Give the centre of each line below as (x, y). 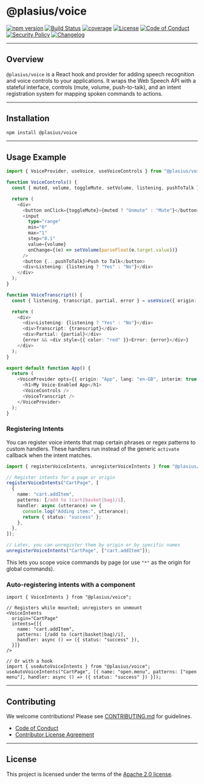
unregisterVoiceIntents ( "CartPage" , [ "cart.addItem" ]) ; (78, 551)
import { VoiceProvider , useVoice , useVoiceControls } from (84, 171)
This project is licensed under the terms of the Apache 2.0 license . (90, 774)
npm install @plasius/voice (42, 132)
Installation (28, 119)
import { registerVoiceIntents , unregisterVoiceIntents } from (88, 466)
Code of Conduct (37, 728)
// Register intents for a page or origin (61, 477)
